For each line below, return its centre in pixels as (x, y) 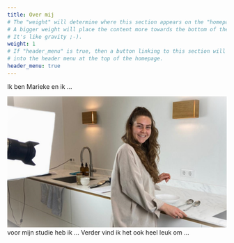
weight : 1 (22, 44)
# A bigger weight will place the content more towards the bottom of (112, 29)
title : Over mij (31, 15)
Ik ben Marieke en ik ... (40, 86)
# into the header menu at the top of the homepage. (85, 59)
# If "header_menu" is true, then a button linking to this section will (117, 51)
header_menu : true (34, 66)
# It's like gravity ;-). (45, 37)
